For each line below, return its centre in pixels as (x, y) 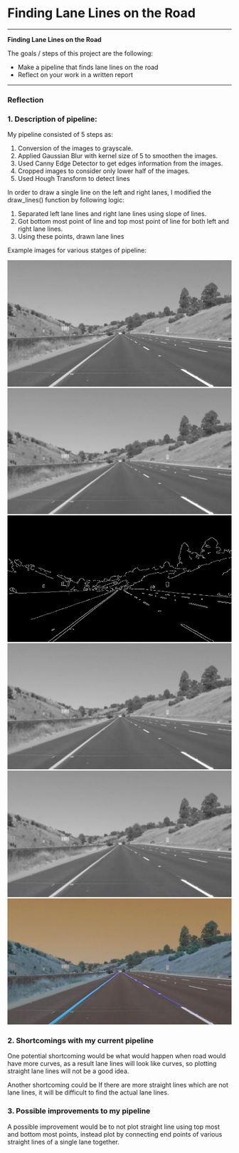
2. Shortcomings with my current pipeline (81, 1040)
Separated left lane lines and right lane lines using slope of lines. (112, 214)
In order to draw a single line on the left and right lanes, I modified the (110, 192)
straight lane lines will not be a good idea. (68, 1071)
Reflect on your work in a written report (75, 74)
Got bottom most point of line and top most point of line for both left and (123, 222)
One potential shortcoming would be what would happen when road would (117, 1056)
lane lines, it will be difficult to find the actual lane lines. (88, 1092)
